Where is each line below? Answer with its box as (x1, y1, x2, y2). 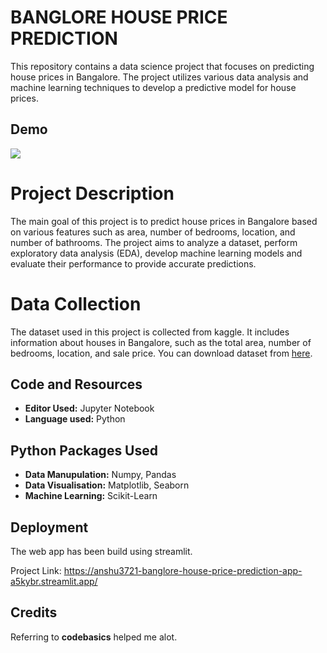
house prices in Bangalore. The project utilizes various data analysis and (10, 71, 309, 83)
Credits (10, 604, 58, 621)
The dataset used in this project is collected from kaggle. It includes (10, 326, 290, 338)
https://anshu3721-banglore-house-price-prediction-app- (63, 565, 303, 577)
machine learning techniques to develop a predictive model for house (10, 81, 297, 93)
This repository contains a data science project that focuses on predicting (10, 60, 315, 72)
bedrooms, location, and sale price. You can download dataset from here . (10, 347, 313, 359)
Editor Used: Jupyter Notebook (24, 402, 155, 415)
